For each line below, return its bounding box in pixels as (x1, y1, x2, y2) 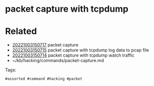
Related (5, 26, 37, 37)
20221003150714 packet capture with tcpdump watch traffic (12, 52, 134, 58)
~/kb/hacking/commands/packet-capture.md (12, 58, 104, 64)
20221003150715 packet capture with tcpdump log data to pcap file (12, 47, 149, 53)
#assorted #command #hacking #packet (5, 77, 83, 82)
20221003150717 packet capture (12, 42, 79, 48)
